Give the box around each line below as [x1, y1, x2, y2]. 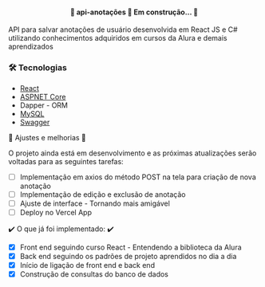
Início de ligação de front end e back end [19, 260, 156, 269]
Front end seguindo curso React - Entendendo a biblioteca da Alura [19, 242, 242, 252]
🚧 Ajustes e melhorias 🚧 [8, 132, 86, 142]
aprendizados [8, 41, 53, 52]
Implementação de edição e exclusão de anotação [19, 189, 186, 199]
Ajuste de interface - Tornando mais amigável [19, 199, 170, 208]
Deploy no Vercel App [19, 207, 92, 217]
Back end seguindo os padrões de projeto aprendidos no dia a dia [19, 251, 237, 261]
